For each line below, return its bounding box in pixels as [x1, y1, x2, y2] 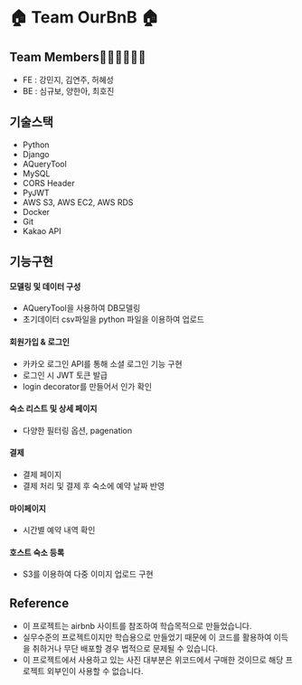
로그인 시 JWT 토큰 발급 [22, 370, 109, 380]
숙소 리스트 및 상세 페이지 [9, 403, 98, 414]
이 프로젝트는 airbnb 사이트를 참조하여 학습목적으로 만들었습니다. [22, 621, 252, 632]
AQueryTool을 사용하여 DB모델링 [22, 303, 141, 314]
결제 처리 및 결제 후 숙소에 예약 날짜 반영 [22, 481, 165, 492]
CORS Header [22, 177, 75, 188]
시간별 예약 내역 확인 [22, 525, 96, 536]
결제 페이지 [22, 469, 62, 480]
